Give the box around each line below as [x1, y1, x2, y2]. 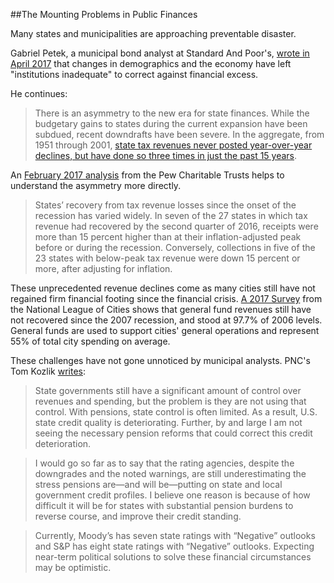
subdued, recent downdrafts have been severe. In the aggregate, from [34, 129, 325, 140]
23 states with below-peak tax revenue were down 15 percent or [34, 252, 301, 264]
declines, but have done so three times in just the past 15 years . [34, 150, 298, 161]
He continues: [10, 88, 68, 99]
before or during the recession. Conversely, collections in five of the [34, 242, 316, 253]
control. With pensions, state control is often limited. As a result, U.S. [34, 406, 318, 418]
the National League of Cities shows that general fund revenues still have [10, 304, 312, 315]
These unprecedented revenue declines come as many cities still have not [10, 282, 316, 294]
